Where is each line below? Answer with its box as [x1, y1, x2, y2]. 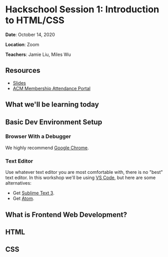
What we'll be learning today [5, 100, 99, 109]
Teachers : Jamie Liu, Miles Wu [5, 51, 71, 57]
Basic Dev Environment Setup [5, 117, 103, 126]
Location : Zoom [5, 41, 40, 47]
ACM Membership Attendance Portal [12, 85, 91, 91]
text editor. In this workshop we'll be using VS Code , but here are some [5, 174, 156, 181]
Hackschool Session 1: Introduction [5, 4, 159, 15]
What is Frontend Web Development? [5, 210, 127, 219]
